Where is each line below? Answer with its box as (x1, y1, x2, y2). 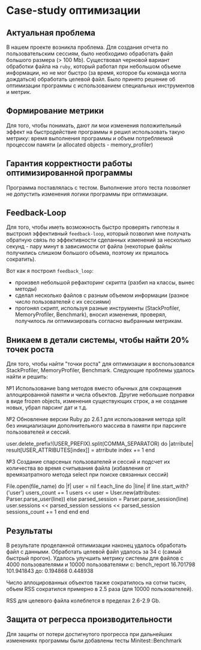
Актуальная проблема (6, 28, 96, 38)
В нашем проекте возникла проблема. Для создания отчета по (6, 43, 169, 51)
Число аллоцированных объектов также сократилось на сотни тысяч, (6, 579, 187, 586)
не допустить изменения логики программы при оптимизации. (6, 190, 169, 198)
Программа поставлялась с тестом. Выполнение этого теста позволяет (6, 184, 191, 191)
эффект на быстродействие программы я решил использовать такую (6, 128, 185, 136)
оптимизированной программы (6, 168, 133, 178)
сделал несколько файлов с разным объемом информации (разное (14, 292, 189, 299)
